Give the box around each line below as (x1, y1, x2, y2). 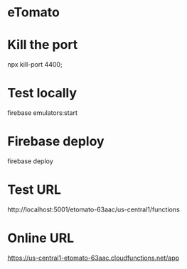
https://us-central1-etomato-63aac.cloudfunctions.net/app (7, 253, 180, 262)
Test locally (7, 85, 77, 101)
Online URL (7, 230, 75, 246)
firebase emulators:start (7, 109, 78, 117)
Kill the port (7, 37, 78, 53)
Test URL (7, 182, 62, 198)
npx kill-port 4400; (7, 60, 63, 69)
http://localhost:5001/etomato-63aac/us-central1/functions (7, 205, 180, 214)
